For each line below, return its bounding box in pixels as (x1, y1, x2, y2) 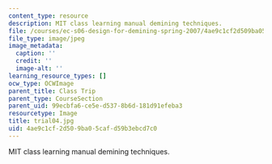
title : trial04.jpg (8, 117, 74, 125)
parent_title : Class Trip (8, 86, 96, 95)
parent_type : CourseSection (8, 95, 104, 103)
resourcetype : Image (8, 110, 79, 118)
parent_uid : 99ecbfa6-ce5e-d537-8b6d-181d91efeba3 (8, 102, 183, 110)
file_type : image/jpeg (8, 34, 85, 43)
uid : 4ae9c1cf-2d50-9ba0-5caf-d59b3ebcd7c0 (8, 124, 158, 132)
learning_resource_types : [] (8, 72, 107, 80)
